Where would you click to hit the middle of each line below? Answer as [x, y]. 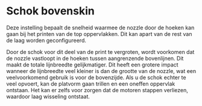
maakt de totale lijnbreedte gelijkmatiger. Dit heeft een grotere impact [93, 65]
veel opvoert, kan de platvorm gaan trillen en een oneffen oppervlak [91, 84]
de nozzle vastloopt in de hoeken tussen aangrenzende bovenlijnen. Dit [95, 58]
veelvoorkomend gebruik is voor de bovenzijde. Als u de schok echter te [96, 77]
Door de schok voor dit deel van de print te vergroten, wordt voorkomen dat [100, 52]
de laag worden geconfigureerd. [46, 40]
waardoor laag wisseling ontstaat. [48, 96]
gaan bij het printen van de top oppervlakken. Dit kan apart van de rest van [99, 34]
